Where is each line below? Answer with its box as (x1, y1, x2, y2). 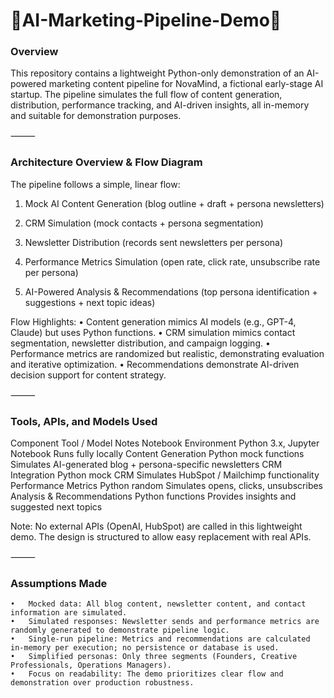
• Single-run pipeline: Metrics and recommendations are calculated (10, 634, 311, 644)
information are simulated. (10, 608, 128, 618)
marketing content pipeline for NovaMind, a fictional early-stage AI (48, 78, 324, 90)
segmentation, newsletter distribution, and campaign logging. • (10, 337, 271, 349)
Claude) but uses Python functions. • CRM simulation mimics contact (10, 326, 296, 338)
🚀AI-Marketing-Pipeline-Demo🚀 (10, 9, 282, 32)
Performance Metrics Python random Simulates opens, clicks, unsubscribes (10, 480, 324, 492)
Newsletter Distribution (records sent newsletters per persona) (24, 236, 284, 248)
